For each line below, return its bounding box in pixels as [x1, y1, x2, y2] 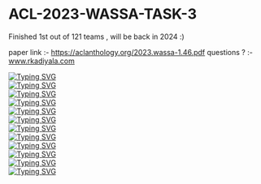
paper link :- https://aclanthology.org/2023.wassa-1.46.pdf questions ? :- [8, 47, 254, 57]
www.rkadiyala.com [8, 56, 75, 66]
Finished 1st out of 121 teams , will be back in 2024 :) [8, 32, 185, 41]
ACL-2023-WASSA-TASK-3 [8, 5, 198, 24]
